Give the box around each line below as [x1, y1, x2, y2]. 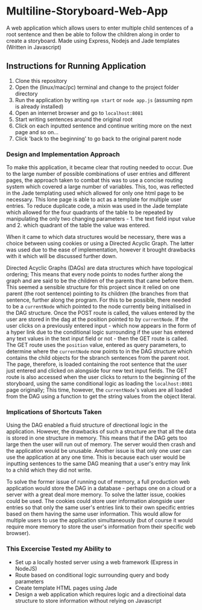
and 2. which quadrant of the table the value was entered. [6, 222, 150, 229]
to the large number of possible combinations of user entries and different [6, 170, 190, 178]
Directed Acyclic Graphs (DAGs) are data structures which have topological [6, 264, 193, 271]
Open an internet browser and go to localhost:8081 [14, 109, 144, 116]
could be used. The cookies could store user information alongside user [6, 498, 185, 505]
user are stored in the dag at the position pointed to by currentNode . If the [6, 316, 189, 323]
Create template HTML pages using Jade [14, 584, 118, 591]
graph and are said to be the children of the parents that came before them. [6, 277, 194, 285]
